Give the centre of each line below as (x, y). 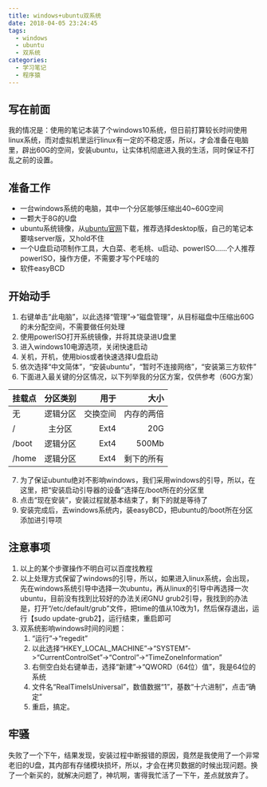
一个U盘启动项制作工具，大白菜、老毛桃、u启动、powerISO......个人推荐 (137, 248)
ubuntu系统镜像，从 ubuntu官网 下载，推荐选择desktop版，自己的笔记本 (136, 229)
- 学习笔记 (31, 68)
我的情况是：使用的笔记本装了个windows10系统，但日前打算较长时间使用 (128, 130)
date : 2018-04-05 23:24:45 (53, 23)
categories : (28, 61)
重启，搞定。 (53, 706)
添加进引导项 (41, 520)
